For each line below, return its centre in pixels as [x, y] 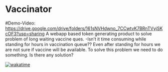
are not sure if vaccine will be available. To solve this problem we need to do [84, 49]
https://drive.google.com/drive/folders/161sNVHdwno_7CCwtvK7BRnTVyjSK [84, 28]
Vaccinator [29, 9]
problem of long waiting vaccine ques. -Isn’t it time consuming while [76, 39]
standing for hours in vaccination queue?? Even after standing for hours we [83, 44]
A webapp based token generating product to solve [99, 33]
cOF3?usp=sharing [25, 33]
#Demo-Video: [20, 23]
